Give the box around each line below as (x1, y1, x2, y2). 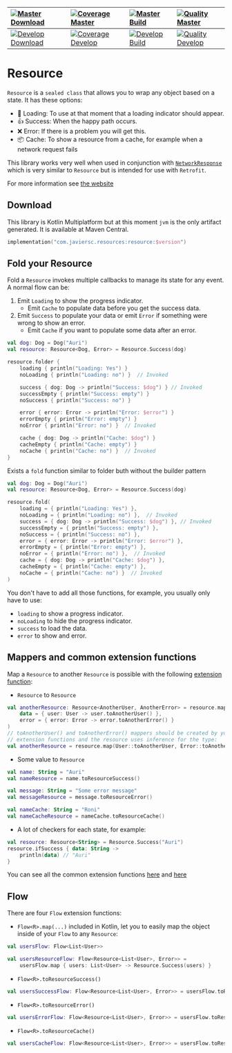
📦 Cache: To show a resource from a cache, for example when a (17, 135, 203, 143)
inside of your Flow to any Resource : (17, 930, 119, 938)
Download (7, 199, 52, 211)
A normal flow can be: (7, 283, 70, 291)
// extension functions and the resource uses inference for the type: (7, 736, 217, 743)
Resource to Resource (17, 690, 77, 699)
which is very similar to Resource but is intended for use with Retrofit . (7, 165, 206, 174)
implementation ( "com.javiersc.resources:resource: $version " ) (7, 238, 187, 245)
